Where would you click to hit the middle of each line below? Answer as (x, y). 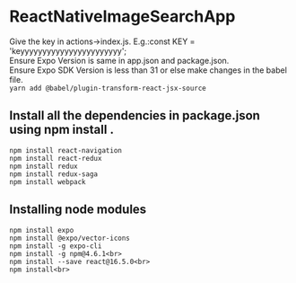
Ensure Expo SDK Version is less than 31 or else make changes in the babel (148, 70)
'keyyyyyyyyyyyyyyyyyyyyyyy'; (68, 50)
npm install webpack (48, 181)
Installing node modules (78, 210)
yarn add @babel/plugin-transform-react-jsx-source (108, 88)
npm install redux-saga (54, 174)
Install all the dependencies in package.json (135, 115)
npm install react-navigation (66, 150)
